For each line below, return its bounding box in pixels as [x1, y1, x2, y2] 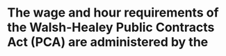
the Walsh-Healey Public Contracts [7, 19, 215, 35]
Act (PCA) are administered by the [7, 35, 209, 50]
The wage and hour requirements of [7, 5, 219, 21]
